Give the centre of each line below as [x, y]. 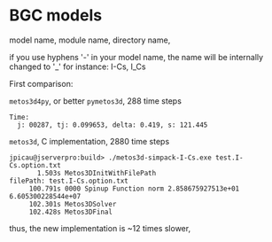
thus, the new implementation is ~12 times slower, [100, 228]
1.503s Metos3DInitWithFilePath [97, 173]
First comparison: [41, 83]
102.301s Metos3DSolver [73, 204]
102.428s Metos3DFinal [71, 212]
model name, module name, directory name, [90, 40]
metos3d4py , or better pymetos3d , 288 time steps [95, 101]
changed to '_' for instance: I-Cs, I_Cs [78, 66]
